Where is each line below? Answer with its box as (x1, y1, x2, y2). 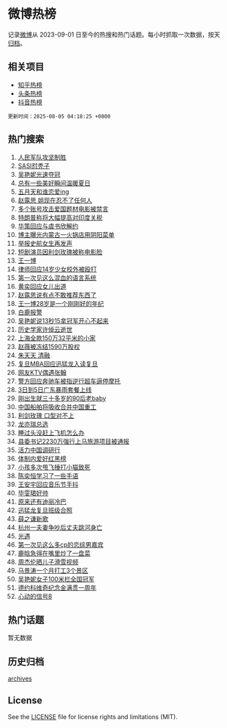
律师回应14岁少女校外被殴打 (17, 264, 97, 273)
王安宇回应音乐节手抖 (17, 480, 78, 488)
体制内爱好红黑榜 (17, 454, 67, 462)
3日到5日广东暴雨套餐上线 (17, 385, 92, 393)
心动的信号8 (17, 592, 52, 600)
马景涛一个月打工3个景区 (17, 566, 89, 574)
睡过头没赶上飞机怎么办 (17, 428, 85, 437)
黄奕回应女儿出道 (17, 282, 67, 290)
